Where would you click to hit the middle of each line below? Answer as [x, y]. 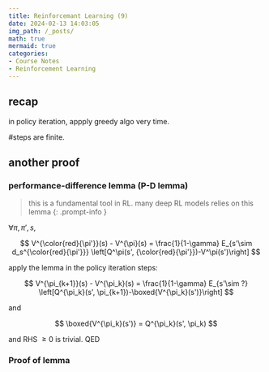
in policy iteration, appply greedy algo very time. [89, 121]
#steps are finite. [36, 137]
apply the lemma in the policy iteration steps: [83, 268]
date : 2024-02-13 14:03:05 [54, 24]
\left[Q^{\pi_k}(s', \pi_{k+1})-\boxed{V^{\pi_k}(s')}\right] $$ [136, 292]
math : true [27, 39]
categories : [28, 54]
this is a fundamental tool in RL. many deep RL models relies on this [141, 203]
